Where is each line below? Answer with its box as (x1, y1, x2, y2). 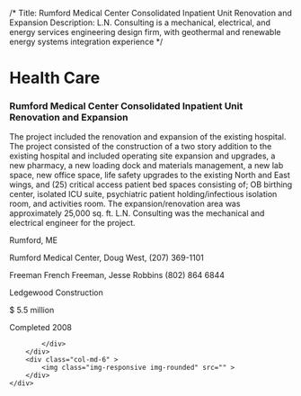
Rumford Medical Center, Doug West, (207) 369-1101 (9, 252, 205, 264)
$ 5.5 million (9, 305, 55, 316)
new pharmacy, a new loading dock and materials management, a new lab (9, 160, 284, 171)
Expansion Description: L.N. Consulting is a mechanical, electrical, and (9, 17, 271, 28)
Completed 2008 (9, 322, 72, 333)
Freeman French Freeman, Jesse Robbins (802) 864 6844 (9, 270, 225, 281)
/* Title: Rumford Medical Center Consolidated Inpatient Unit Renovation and (9, 8, 292, 18)
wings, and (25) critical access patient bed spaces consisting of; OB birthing (9, 179, 293, 190)
